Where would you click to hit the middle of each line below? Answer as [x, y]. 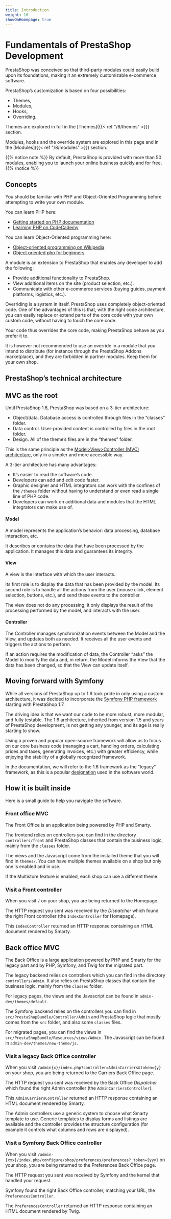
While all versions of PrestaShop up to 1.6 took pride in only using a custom [84, 693]
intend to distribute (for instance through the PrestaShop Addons [74, 351]
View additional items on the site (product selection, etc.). [73, 283]
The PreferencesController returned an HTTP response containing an [79, 1206]
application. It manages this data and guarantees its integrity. [69, 551]
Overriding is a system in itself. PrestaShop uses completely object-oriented [85, 304]
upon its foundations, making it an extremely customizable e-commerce [81, 75]
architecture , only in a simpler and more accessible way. [65, 455]
